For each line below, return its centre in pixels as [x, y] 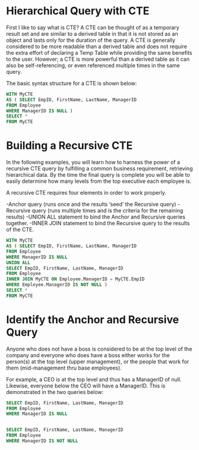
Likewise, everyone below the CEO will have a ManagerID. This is [86, 386]
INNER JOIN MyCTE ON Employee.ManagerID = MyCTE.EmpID [75, 279]
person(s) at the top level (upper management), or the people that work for [98, 361]
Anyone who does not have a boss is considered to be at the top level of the [99, 349]
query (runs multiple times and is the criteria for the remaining [108, 211]
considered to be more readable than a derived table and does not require [97, 46]
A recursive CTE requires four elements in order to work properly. [86, 193]
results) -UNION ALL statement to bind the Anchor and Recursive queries [96, 217]
